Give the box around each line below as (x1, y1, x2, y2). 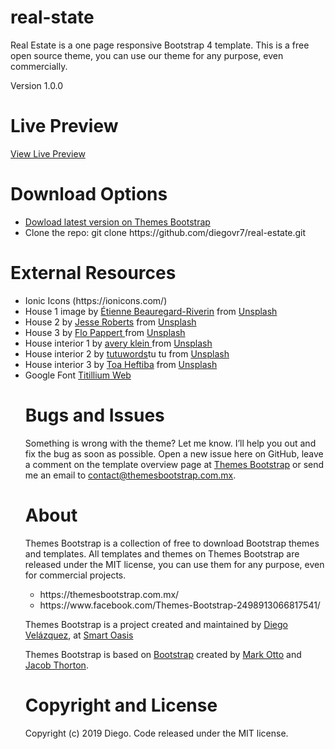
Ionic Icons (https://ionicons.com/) (24, 294, 168, 306)
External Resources (10, 262, 177, 284)
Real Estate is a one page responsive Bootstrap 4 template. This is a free (10, 39, 310, 51)
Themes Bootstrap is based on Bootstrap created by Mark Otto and (24, 648, 302, 660)
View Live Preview (10, 147, 86, 160)
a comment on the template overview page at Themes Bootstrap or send (24, 458, 325, 470)
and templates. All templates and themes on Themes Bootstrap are (24, 547, 300, 560)
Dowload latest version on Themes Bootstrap (24, 216, 211, 228)
